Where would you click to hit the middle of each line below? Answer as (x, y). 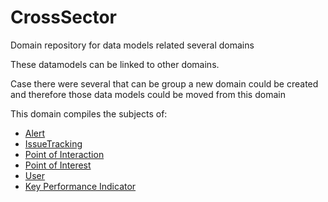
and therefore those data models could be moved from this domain (148, 94)
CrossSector (64, 17)
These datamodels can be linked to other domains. (115, 64)
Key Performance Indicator (80, 186)
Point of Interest (58, 165)
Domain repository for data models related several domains (132, 45)
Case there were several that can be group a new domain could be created (164, 83)
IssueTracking (53, 143)
